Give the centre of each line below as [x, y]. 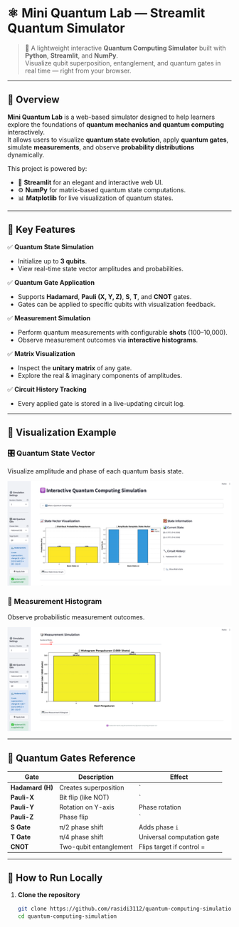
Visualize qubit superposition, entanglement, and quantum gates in [123, 63]
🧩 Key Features [42, 230]
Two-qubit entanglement [96, 847]
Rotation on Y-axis [87, 807]
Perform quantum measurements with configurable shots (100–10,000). [122, 332]
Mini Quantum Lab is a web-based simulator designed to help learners [111, 117]
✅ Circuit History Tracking [47, 389]
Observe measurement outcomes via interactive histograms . [108, 340]
